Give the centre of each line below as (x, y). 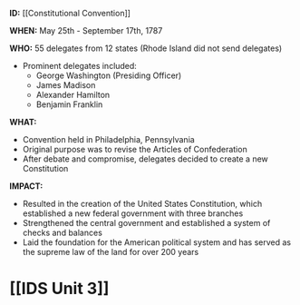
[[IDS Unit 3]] (59, 289)
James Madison (66, 85)
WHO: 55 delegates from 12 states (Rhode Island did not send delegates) (146, 48)
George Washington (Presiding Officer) (109, 75)
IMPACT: (26, 186)
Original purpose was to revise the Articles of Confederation (135, 149)
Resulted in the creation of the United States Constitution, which (142, 204)
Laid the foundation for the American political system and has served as (157, 242)
